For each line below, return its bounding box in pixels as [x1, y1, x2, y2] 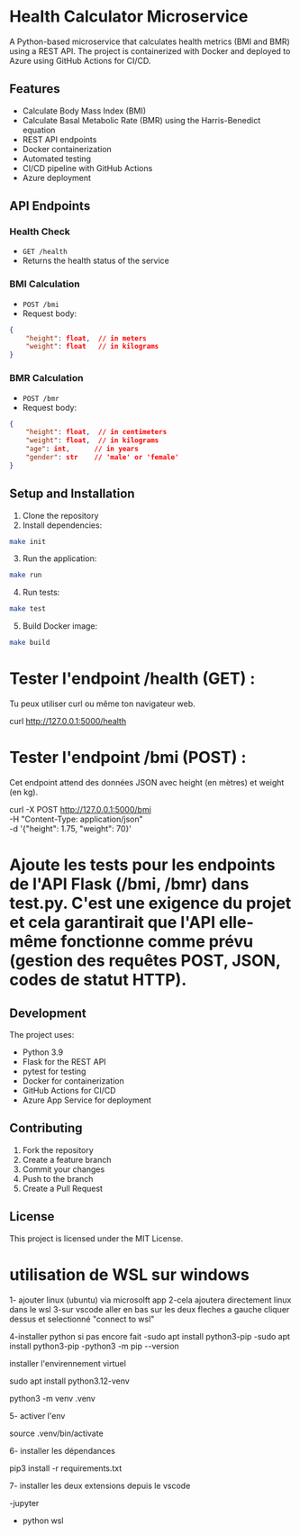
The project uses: [9, 1029, 75, 1040]
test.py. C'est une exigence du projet [9, 894, 292, 913]
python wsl [22, 1515, 64, 1526]
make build [9, 638, 50, 648]
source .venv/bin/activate [9, 1428, 104, 1439]
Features [9, 81, 60, 96]
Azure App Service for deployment [22, 1094, 151, 1105]
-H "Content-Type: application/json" [9, 813, 143, 824]
